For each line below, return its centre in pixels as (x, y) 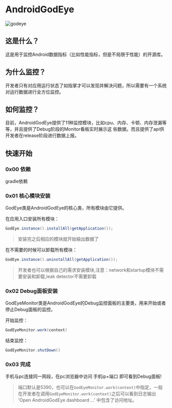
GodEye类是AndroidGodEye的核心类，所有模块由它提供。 (66, 208)
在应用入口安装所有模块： (32, 219)
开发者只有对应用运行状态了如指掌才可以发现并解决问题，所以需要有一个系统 (86, 85)
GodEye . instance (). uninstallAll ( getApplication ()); (61, 260)
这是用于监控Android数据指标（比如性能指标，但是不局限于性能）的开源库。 (85, 54)
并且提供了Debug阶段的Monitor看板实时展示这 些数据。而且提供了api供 (89, 129)
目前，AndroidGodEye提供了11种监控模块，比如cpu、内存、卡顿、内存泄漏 (84, 123)
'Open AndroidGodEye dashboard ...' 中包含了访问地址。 (77, 400)
